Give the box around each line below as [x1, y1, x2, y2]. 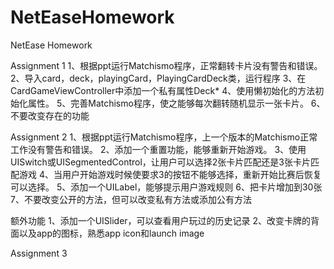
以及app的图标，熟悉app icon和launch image [18, 227, 205, 239]
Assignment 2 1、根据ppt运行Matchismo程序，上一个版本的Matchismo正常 [10, 131, 318, 143]
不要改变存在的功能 [10, 109, 90, 121]
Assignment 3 [10, 247, 68, 259]
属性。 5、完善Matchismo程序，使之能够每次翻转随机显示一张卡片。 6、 [27, 97, 326, 109]
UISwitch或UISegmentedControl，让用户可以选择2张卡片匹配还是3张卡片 [10, 156, 311, 168]
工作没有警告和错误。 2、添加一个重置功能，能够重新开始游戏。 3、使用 [10, 143, 307, 155]
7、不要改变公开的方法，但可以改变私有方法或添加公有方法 [10, 193, 252, 205]
